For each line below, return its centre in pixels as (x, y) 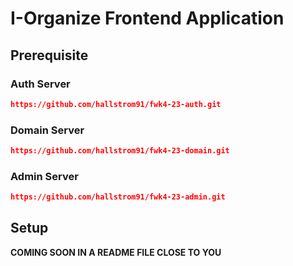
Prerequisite (49, 55)
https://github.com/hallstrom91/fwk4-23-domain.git (120, 151)
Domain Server (47, 130)
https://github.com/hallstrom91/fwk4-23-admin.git (118, 197)
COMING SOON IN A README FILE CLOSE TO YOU (116, 252)
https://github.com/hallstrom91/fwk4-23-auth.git (116, 104)
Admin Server (44, 176)
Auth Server (40, 84)
